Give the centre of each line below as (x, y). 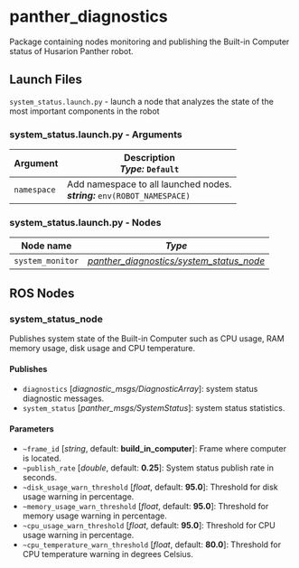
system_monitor (47, 261)
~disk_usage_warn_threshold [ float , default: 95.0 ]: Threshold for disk (150, 487)
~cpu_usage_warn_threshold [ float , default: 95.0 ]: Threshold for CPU (149, 526)
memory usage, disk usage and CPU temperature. (103, 349)
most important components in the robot (84, 111)
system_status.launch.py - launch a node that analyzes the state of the (141, 101)
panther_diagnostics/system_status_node (176, 261)
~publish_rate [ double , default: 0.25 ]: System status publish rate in (148, 468)
